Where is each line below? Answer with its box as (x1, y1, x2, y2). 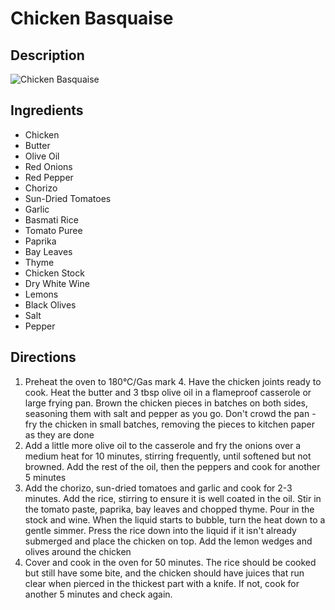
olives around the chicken (24, 545, 132, 557)
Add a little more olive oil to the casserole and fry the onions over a (24, 439, 302, 451)
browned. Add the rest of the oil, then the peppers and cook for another (24, 460, 321, 472)
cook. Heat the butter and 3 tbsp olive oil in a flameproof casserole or (24, 386, 312, 398)
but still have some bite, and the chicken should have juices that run (24, 567, 305, 579)
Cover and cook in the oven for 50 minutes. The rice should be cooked (24, 556, 317, 568)
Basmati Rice (24, 213, 79, 226)
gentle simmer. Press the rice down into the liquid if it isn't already (24, 524, 297, 536)
